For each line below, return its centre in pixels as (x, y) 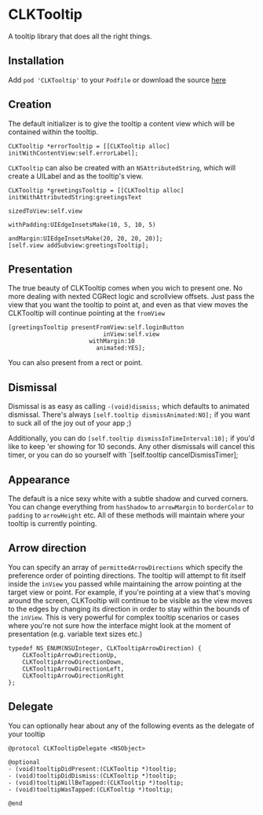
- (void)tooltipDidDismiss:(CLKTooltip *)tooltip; (93, 776)
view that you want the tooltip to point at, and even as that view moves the (128, 305)
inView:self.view (131, 334)
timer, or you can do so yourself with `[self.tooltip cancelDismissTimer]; (123, 455)
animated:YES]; (121, 348)
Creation (30, 105)
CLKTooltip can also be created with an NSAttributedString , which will (122, 167)
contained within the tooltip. (53, 132)
